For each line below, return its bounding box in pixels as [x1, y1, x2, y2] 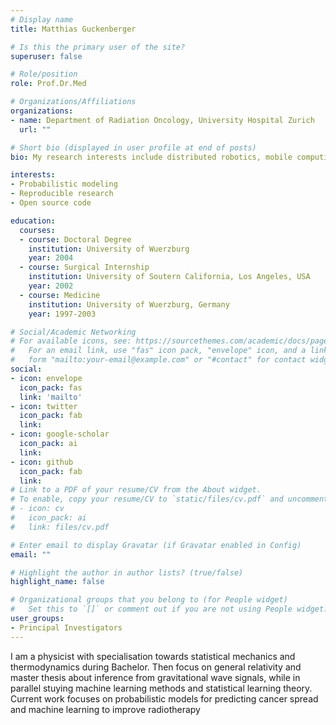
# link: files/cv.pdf [10, 522, 110, 532]
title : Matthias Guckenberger [10, 24, 137, 34]
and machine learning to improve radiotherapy [10, 703, 201, 715]
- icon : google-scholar [10, 429, 110, 440]
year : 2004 [28, 253, 74, 263]
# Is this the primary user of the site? [10, 42, 186, 52]
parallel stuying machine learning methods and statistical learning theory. [10, 682, 313, 694]
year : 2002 [28, 281, 74, 291]
